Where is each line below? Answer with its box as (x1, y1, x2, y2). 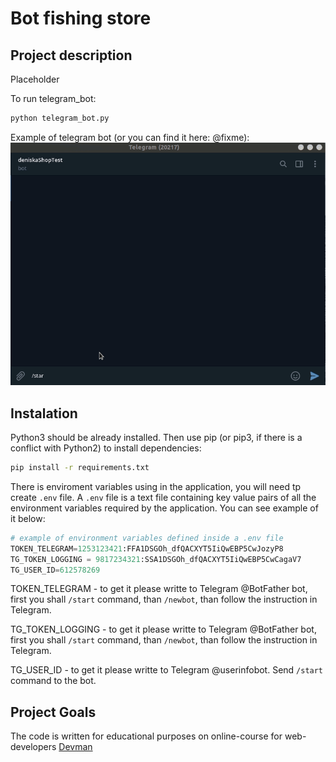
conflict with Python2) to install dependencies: (10, 442, 202, 454)
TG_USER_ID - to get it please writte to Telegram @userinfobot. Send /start (10, 664, 324, 676)
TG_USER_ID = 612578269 (10, 565, 101, 575)
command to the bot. (10, 675, 97, 687)
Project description (10, 47, 133, 64)
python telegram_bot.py (10, 113, 110, 123)
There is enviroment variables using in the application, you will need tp (10, 480, 302, 492)
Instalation (10, 405, 78, 422)
